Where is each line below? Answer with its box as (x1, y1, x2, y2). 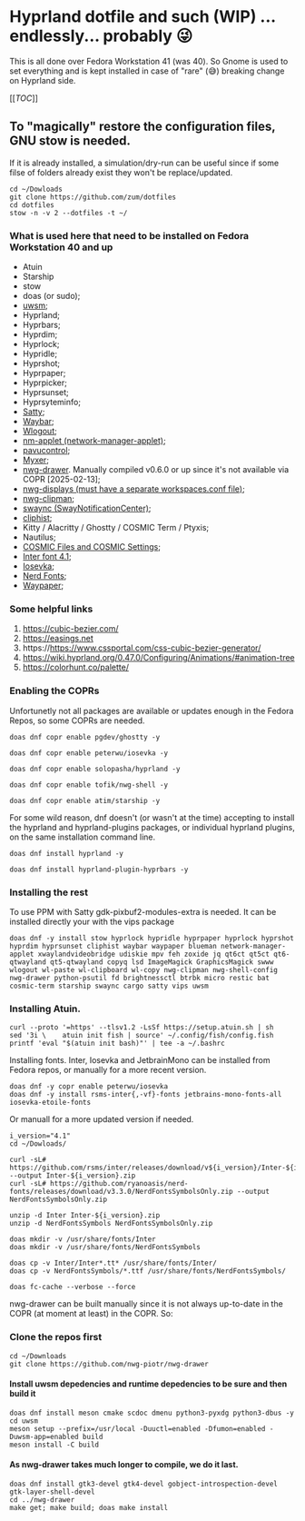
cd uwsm (9, 1416, 39, 1426)
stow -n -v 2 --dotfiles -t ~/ (9, 208, 128, 217)
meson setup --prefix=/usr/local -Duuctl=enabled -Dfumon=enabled (9, 1424, 266, 1433)
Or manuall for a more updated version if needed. (9, 1114, 194, 1125)
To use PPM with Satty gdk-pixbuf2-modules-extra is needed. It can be (9, 906, 277, 917)
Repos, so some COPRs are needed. (9, 715, 145, 726)
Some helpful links (9, 602, 93, 615)
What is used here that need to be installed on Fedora (9, 229, 250, 242)
